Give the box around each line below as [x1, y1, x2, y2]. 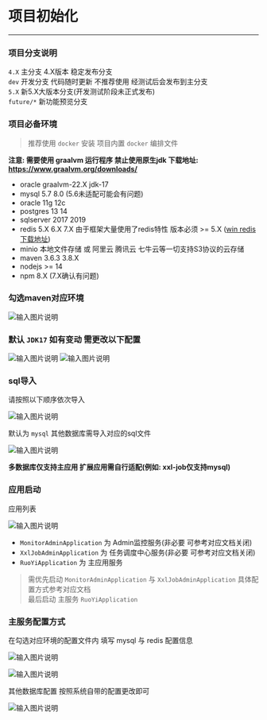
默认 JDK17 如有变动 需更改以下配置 [8, 334, 141, 345]
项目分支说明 [8, 47, 58, 58]
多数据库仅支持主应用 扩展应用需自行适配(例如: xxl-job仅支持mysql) [8, 463, 231, 472]
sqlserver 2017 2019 [19, 215, 86, 224]
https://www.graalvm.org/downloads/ [8, 164, 137, 173]
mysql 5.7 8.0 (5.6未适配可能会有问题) [19, 188, 144, 199]
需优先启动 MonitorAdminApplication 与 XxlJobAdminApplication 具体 [27, 574, 252, 584]
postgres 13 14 [19, 206, 68, 215]
